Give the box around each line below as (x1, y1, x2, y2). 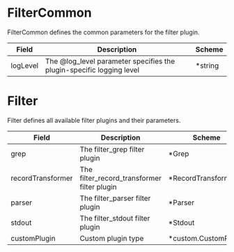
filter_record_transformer (79, 173, 162, 183)
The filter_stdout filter (79, 213, 150, 223)
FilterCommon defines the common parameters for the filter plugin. (7, 28, 200, 36)
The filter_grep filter (79, 144, 145, 154)
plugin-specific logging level (45, 65, 140, 75)
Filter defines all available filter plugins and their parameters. (7, 116, 181, 124)
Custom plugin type (79, 233, 144, 243)
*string (195, 61, 219, 71)
